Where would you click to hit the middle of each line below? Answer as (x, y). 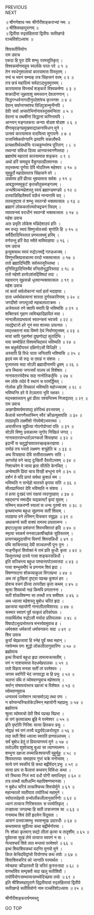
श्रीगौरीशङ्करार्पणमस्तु (22, 898)
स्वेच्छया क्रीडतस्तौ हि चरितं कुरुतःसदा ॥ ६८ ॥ (42, 866)
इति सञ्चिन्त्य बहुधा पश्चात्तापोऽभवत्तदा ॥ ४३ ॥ (42, 562)
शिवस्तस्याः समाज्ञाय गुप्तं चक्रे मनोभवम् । (37, 759)
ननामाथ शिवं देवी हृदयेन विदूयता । (32, 815)
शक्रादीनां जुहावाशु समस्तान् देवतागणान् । (37, 94)
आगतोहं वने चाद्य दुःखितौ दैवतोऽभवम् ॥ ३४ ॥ (40, 460)
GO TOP (14, 908)
